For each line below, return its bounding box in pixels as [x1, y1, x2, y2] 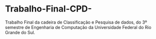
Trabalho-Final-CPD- [5, 3, 92, 14]
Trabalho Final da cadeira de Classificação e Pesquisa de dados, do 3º [5, 19, 147, 25]
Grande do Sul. [5, 29, 36, 35]
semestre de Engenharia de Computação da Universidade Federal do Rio [5, 24, 152, 30]
